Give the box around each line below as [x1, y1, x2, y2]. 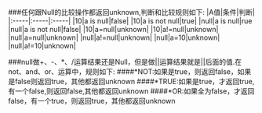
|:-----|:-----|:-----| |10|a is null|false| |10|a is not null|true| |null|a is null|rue [8, 16, 253, 26]
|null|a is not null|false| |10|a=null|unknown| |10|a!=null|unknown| [8, 25, 219, 34]
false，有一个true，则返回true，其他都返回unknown [8, 97, 176, 105]
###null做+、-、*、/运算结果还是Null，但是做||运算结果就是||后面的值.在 [8, 58, 242, 66]
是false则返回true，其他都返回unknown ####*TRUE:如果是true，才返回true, [8, 77, 255, 86]
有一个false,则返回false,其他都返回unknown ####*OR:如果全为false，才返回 [8, 87, 255, 96]
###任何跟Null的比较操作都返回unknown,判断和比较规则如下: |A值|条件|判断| [8, 8, 255, 16]
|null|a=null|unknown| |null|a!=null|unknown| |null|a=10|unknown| [8, 33, 220, 42]
